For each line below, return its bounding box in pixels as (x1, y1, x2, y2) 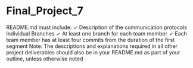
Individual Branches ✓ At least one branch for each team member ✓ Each (6, 30, 188, 37)
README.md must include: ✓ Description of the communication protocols (6, 24, 188, 31)
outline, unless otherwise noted (6, 55, 83, 62)
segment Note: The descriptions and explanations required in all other (6, 43, 178, 50)
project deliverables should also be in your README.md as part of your (6, 48, 180, 56)
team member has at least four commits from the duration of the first (6, 36, 175, 43)
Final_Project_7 (6, 4, 83, 18)
